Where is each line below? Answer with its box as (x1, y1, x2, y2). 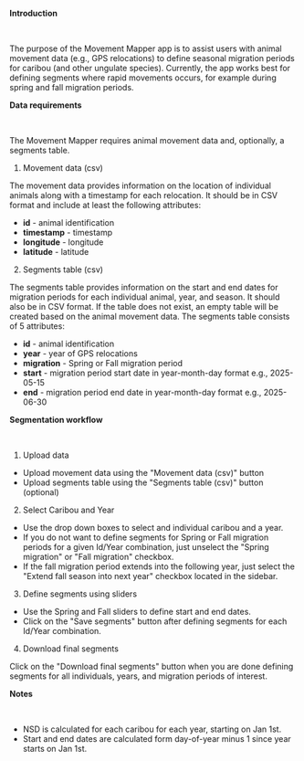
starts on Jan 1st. (22, 744, 88, 754)
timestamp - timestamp (22, 227, 113, 238)
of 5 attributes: (9, 321, 66, 332)
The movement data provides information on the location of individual (9, 180, 272, 191)
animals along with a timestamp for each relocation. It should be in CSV (9, 190, 278, 200)
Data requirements (9, 100, 82, 111)
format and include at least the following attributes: (9, 200, 202, 210)
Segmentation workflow (9, 415, 103, 425)
